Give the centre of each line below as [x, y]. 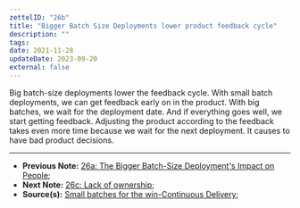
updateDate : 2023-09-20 [54, 59]
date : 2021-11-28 [42, 51]
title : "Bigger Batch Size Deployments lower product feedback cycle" [143, 26]
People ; [36, 175]
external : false [39, 68]
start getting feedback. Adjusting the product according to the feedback [142, 121]
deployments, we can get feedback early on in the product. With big [134, 102]
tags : [19, 42]
